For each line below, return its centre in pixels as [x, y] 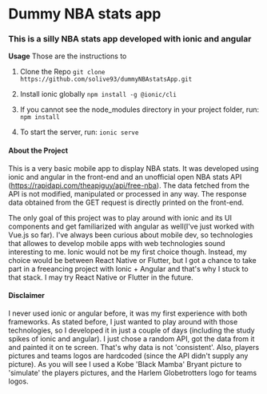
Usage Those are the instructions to [68, 56]
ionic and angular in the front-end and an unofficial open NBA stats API [125, 177]
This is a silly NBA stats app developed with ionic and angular [130, 39]
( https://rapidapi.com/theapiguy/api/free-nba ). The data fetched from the [129, 185]
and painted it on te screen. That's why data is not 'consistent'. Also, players [134, 347]
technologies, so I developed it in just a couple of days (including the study [132, 330]
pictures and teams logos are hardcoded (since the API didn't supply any [128, 356]
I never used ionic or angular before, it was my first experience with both [128, 313]
